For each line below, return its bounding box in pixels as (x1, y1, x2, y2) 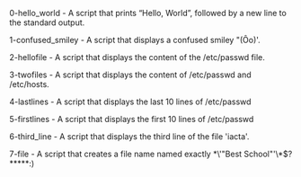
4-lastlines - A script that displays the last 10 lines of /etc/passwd (9, 96, 252, 107)
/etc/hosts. (9, 79, 49, 89)
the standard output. (9, 17, 85, 28)
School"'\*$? (243, 148, 293, 159)
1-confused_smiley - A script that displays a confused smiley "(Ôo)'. (9, 35, 261, 45)
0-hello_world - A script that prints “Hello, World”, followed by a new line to (9, 8, 288, 18)
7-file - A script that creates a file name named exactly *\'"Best (9, 148, 243, 159)
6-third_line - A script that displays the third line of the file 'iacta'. (9, 131, 250, 142)
